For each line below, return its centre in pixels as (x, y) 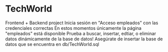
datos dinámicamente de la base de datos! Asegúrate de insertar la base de (84, 39)
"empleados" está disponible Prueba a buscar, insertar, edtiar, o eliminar (81, 33)
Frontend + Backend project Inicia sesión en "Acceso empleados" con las (82, 23)
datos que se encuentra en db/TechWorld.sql (52, 44)
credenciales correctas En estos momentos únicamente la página (73, 28)
